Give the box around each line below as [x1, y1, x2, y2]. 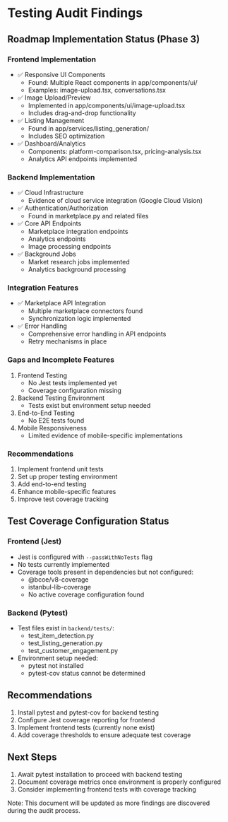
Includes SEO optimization [28, 131, 105, 140]
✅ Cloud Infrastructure [17, 189, 84, 197]
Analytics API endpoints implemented [28, 154, 138, 163]
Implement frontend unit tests [17, 465, 104, 474]
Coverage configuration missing [28, 386, 122, 394]
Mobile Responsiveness [17, 423, 87, 432]
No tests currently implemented [17, 560, 110, 568]
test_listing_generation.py [28, 639, 103, 647]
